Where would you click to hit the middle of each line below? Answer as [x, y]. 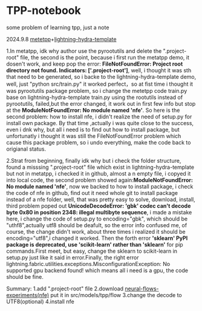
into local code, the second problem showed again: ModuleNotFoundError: [100, 180]
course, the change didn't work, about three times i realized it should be [96, 231]
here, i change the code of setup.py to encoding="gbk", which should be [97, 219]
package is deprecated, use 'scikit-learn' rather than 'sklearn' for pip [95, 244]
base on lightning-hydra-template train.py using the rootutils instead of [95, 97]
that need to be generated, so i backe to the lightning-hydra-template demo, [101, 77]
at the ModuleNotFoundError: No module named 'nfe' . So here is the [93, 110]
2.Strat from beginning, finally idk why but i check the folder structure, [94, 160]
